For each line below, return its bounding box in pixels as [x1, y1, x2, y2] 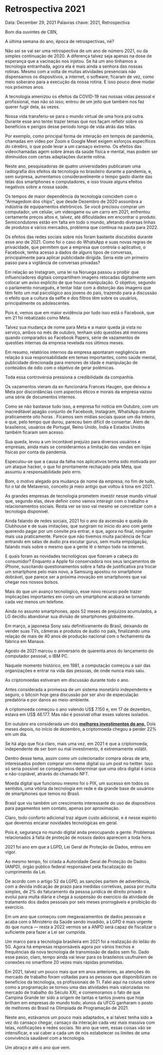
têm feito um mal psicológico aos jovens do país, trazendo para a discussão [5, 290, 157, 296]
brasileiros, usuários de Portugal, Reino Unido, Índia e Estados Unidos [5, 424, 145, 430]
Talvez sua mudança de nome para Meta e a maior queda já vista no [5, 324, 142, 330]
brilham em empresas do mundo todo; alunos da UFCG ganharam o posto [5, 999, 153, 1005]
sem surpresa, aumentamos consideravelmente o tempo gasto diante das [5, 173, 152, 179]
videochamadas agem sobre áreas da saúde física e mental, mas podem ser [5, 149, 158, 154]
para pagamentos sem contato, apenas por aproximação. [5, 805, 120, 811]
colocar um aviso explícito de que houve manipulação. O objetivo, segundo [5, 279, 156, 285]
